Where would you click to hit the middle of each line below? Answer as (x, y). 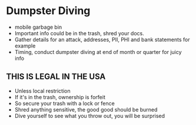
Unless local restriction (42, 91)
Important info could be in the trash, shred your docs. (79, 33)
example (25, 46)
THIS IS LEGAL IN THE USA (56, 77)
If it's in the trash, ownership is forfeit (60, 97)
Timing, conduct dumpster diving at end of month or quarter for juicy (98, 52)
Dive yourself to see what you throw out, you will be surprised (90, 116)
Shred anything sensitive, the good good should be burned (86, 109)
